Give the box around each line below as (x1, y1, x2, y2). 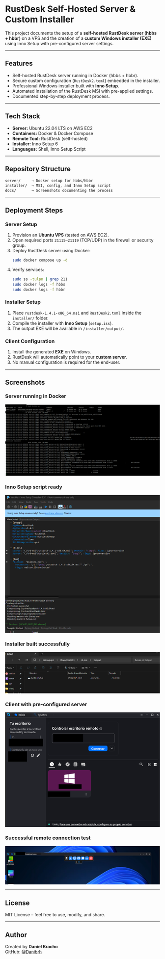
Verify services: (12, 266, 44, 272)
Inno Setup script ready (5, 483, 62, 490)
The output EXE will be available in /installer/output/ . (12, 325, 124, 331)
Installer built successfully (5, 640, 70, 647)
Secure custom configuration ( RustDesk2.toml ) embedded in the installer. (12, 78, 160, 83)
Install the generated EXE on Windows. (12, 349, 91, 355)
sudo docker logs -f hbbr (12, 287, 65, 292)
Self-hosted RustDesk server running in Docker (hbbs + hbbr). (12, 72, 138, 78)
